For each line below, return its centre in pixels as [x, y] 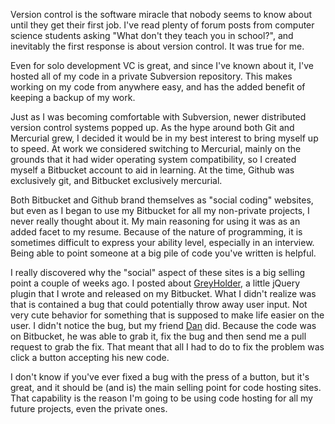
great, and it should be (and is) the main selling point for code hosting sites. [166, 387]
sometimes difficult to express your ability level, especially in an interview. [162, 242]
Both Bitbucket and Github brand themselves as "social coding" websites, [162, 200]
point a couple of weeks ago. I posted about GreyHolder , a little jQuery [155, 283]
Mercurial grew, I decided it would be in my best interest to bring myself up [164, 138]
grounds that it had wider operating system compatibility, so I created [153, 159]
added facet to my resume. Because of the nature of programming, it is [156, 232]
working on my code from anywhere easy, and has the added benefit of [158, 87]
